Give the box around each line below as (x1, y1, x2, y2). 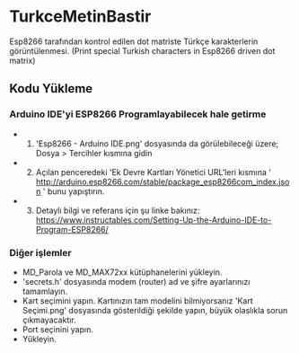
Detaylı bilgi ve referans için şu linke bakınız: (35, 205, 200, 216)
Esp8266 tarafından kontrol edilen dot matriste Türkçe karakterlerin (9, 36, 259, 47)
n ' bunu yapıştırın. (35, 186, 105, 197)
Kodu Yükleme (9, 81, 93, 96)
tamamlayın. (22, 286, 68, 296)
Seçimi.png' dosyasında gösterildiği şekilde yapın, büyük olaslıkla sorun (22, 304, 288, 315)
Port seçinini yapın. (22, 323, 94, 334)
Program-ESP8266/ (35, 224, 110, 234)
